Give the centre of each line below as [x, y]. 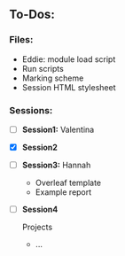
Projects [37, 227]
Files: [21, 40]
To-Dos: [32, 15]
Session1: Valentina [58, 129]
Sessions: [31, 110]
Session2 [39, 147]
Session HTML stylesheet [69, 87]
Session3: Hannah [56, 165]
